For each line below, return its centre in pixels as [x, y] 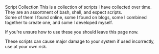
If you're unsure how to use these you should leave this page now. [72, 32]
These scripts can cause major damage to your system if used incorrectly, [80, 41]
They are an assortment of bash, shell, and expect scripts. [64, 12]
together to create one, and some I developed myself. [59, 22]
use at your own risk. [26, 46]
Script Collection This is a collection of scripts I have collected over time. [78, 7]
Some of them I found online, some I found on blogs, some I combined [76, 17]
